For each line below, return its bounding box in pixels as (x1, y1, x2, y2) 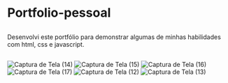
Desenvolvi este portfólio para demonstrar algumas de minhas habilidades (7, 33, 222, 41)
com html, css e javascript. (7, 40, 85, 48)
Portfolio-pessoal (7, 5, 111, 21)
